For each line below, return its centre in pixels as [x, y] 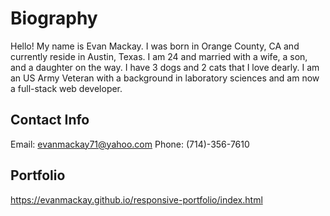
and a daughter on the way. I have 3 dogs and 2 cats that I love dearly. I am [165, 67]
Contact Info [50, 120]
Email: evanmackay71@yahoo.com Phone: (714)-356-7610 [130, 144]
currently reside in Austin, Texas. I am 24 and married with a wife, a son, [159, 56]
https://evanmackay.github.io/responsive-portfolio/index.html [136, 199]
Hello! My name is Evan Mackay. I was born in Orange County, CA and [155, 46]
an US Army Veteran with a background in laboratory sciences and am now [165, 78]
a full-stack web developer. [66, 88]
